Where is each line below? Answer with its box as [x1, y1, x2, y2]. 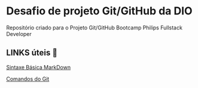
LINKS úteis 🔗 [6, 48, 58, 58]
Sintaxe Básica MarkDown [6, 63, 71, 71]
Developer [6, 30, 32, 37]
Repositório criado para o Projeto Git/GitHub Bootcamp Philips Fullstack [6, 24, 182, 31]
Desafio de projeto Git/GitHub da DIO [6, 4, 193, 18]
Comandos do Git [6, 75, 50, 82]
